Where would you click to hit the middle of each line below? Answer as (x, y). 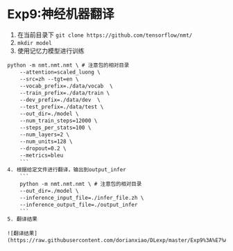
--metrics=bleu (42, 155)
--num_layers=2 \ (45, 135)
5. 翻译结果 (23, 219)
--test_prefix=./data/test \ (62, 107)
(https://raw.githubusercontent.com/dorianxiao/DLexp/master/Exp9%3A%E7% (116, 240)
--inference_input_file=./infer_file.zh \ (82, 198)
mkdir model (34, 43)
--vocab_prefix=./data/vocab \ (66, 86)
